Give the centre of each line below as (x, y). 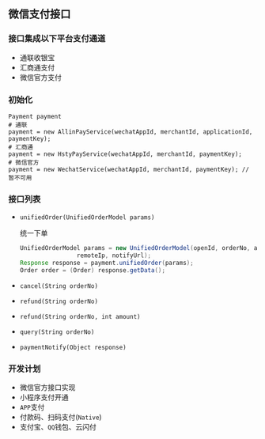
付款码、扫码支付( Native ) (61, 417)
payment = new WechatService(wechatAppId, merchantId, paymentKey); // (129, 169)
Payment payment (35, 116)
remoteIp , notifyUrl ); (114, 255)
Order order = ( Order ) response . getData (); (93, 270)
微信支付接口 (40, 14)
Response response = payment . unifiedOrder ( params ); (106, 263)
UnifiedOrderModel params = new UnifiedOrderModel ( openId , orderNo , (135, 248)
